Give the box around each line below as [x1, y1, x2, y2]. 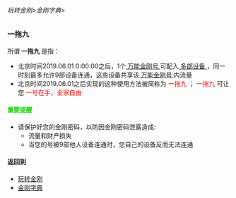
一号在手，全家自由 [25, 88, 82, 97]
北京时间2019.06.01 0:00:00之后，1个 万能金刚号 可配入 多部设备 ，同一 [17, 61, 226, 70]
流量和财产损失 [28, 131, 72, 140]
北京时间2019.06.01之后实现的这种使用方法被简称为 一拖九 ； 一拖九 [17, 79, 216, 87]
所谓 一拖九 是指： [7, 47, 60, 55]
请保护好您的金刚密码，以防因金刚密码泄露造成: [17, 123, 156, 131]
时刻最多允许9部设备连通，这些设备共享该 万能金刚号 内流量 [17, 70, 193, 79]
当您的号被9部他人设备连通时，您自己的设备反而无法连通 [28, 140, 194, 149]
